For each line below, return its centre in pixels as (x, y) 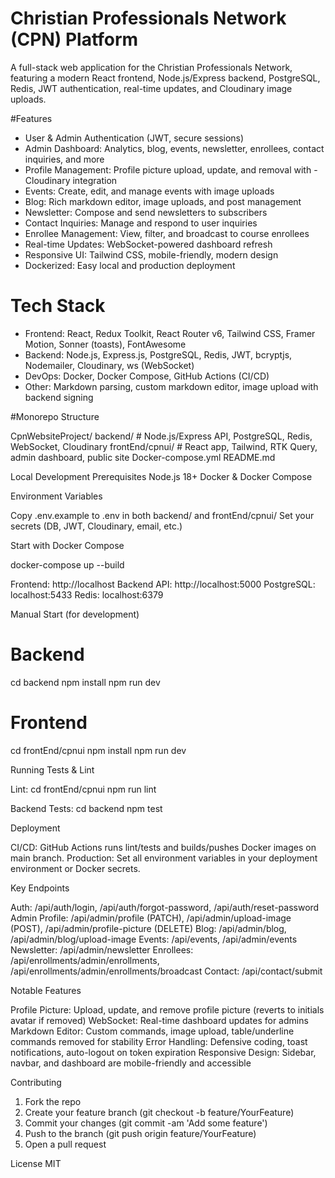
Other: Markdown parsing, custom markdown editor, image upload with (171, 386)
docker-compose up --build (67, 564)
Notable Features (46, 990)
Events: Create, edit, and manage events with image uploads (149, 191)
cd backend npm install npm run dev (85, 682)
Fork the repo (53, 1101)
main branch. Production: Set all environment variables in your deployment (164, 858)
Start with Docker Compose (67, 545)
